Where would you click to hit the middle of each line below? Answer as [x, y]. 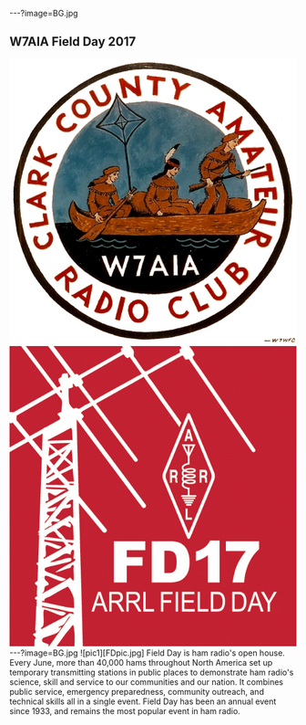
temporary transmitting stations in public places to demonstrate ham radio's [152, 672]
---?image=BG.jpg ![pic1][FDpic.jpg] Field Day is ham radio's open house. [147, 653]
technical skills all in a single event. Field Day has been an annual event [143, 701]
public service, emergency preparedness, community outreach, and [137, 692]
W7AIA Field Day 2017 [73, 42]
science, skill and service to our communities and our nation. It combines [147, 682]
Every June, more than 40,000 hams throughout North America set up [141, 663]
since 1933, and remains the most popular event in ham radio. [125, 711]
